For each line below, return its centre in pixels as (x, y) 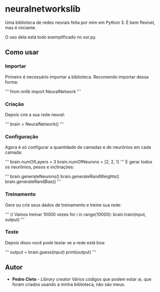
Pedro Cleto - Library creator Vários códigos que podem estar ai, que (82, 279)
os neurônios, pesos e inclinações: (40, 167)
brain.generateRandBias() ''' (33, 182)
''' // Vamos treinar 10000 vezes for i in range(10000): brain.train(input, (76, 214)
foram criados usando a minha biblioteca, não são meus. (69, 284)
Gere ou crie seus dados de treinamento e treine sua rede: (63, 205)
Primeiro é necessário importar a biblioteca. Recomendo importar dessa (77, 77)
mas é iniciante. (21, 27)
